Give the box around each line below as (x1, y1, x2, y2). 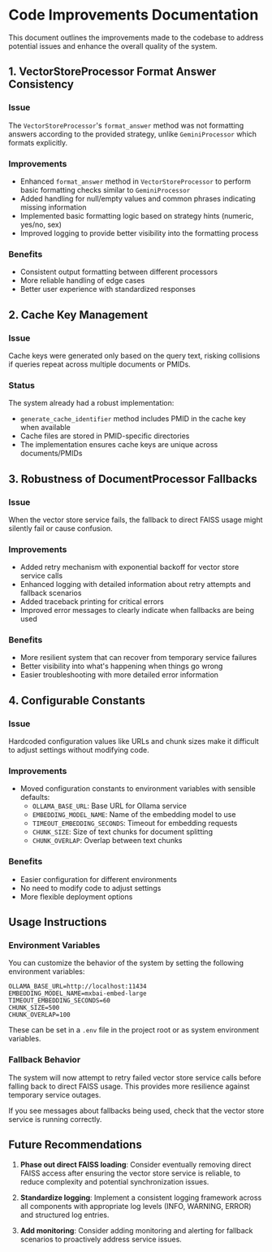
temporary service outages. (8, 1089, 101, 1099)
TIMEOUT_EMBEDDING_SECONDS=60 (8, 997, 111, 1005)
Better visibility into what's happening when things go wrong (19, 661, 223, 672)
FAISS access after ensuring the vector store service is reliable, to (19, 1168, 241, 1178)
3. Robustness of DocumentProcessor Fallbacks (8, 472, 257, 485)
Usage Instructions (8, 915, 107, 929)
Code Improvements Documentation (8, 6, 259, 24)
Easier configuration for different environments (19, 874, 177, 884)
